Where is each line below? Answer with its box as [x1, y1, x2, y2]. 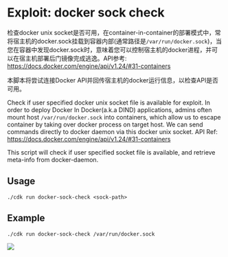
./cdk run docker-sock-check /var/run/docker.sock [7, 230, 155, 238]
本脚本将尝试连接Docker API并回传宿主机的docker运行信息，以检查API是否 [7, 76, 218, 84]
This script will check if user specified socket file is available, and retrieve [7, 148, 216, 156]
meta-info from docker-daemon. [7, 155, 99, 164]
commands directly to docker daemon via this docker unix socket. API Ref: [7, 127, 218, 135]
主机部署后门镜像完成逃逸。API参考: [25, 54, 127, 63]
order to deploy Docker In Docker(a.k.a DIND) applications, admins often [7, 105, 212, 114]
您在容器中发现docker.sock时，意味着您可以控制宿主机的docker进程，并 [7, 45, 212, 54]
